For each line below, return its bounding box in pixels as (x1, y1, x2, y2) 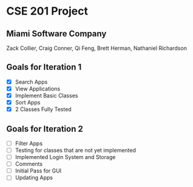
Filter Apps (15, 140, 43, 147)
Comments (15, 160, 43, 168)
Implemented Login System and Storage (15, 154, 116, 161)
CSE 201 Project (6, 4, 88, 18)
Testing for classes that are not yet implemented (15, 147, 137, 154)
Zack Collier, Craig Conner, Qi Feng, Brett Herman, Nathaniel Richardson (6, 44, 187, 52)
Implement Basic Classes (15, 92, 78, 99)
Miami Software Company (6, 29, 107, 39)
